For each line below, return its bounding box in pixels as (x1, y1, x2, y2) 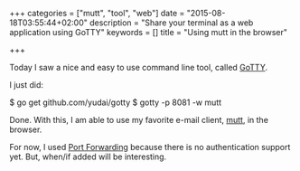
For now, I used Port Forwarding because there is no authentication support (9, 142, 291, 152)
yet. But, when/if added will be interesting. (9, 151, 167, 162)
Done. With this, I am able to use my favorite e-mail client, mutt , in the (9, 115, 269, 125)
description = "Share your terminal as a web (89, 17, 254, 28)
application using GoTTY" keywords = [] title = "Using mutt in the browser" (9, 27, 287, 37)
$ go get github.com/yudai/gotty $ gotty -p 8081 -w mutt (9, 97, 222, 108)
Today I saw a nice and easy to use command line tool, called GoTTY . (9, 62, 268, 72)
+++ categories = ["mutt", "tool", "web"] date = (9, 8, 185, 18)
